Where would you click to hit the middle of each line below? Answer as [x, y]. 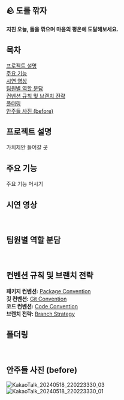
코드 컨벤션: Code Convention [42, 306]
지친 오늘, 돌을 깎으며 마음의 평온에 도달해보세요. [62, 29]
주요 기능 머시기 [25, 184]
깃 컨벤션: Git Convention [37, 299]
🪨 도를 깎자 [27, 11]
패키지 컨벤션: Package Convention [49, 291]
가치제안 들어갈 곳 [27, 147]
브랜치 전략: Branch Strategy [40, 314]
